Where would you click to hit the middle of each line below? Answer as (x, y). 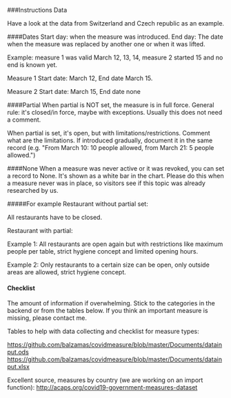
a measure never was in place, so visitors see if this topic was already (106, 183)
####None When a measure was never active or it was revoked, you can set (116, 168)
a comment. (24, 120)
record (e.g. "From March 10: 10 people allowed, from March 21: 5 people (111, 148)
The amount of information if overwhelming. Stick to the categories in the (111, 303)
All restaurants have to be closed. (54, 217)
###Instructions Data (37, 10)
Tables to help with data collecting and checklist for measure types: (103, 332)
